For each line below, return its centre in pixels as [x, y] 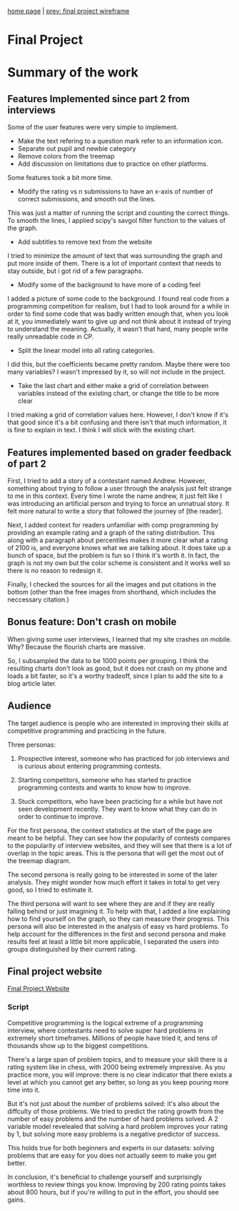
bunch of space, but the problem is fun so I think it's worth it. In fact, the [113, 555]
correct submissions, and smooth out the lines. [87, 199]
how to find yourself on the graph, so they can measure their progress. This [118, 919]
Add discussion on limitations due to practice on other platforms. [113, 164]
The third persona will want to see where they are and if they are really [111, 903]
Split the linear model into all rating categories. [86, 351]
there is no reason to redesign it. [55, 570]
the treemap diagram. [39, 860]
